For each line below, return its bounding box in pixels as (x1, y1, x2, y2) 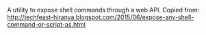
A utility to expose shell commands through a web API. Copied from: (7, 6, 200, 14)
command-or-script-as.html (7, 21, 86, 28)
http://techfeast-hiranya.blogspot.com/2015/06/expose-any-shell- (7, 13, 194, 21)
